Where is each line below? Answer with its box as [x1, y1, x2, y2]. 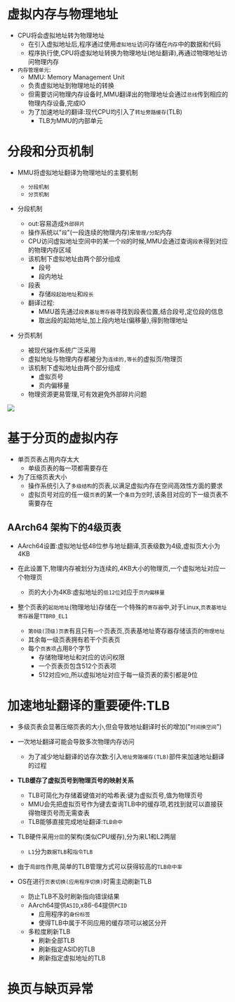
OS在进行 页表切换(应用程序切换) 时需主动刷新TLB [17, 877, 152, 885]
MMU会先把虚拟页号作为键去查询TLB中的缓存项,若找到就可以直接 [27, 799, 217, 808]
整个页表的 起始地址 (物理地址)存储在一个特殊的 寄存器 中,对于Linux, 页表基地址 [17, 602, 227, 611]
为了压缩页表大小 [17, 472, 67, 481]
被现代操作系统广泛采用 [27, 345, 96, 354]
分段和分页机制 [7, 144, 94, 160]
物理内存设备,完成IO [27, 99, 86, 107]
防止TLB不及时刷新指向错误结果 [27, 892, 120, 901]
